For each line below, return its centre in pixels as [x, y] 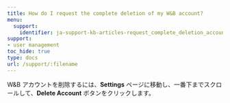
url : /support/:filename [42, 64]
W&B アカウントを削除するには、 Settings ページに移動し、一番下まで [105, 84]
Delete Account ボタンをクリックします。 [96, 93]
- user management [33, 45]
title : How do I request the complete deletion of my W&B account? [105, 13]
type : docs [23, 58]
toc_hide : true [29, 52]
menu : [15, 20]
